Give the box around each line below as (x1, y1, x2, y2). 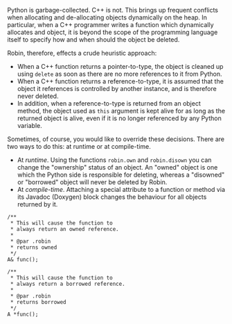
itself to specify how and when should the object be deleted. (7, 35, 180, 44)
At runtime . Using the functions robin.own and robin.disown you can (17, 156, 212, 164)
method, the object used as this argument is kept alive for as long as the (17, 107, 226, 115)
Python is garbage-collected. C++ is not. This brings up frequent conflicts (7, 6, 219, 14)
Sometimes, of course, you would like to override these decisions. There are (7, 135, 225, 143)
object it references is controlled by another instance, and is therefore (17, 85, 217, 92)
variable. (17, 122, 43, 129)
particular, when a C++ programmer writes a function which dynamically (7, 21, 214, 29)
